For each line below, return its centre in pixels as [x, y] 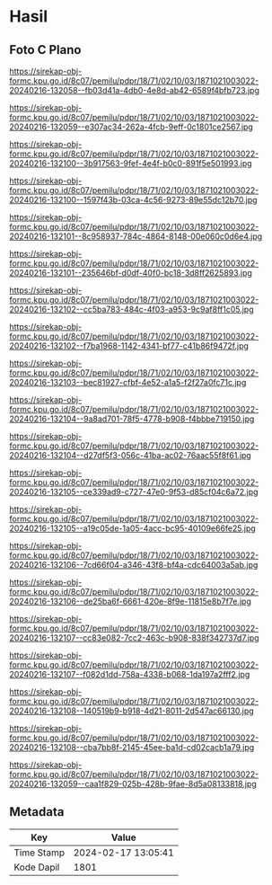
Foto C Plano [45, 50]
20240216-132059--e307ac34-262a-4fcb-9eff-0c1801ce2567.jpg [131, 127]
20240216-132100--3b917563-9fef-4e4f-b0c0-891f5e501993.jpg [131, 163]
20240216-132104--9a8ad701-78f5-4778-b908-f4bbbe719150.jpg [132, 419]
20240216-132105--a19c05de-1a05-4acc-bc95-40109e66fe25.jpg [132, 528]
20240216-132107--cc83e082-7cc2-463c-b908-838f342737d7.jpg [134, 638]
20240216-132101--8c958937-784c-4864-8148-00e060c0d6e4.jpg [136, 236]
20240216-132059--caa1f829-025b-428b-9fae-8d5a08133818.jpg [133, 784]
